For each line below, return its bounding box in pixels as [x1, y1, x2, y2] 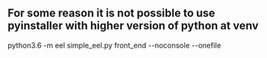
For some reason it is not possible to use [7, 6, 216, 20]
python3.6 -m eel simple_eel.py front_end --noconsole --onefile [7, 40, 222, 50]
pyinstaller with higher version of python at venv [7, 19, 259, 33]
